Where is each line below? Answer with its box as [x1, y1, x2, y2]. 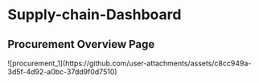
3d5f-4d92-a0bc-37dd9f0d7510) [7, 67, 117, 77]
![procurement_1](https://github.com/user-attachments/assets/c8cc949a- [7, 58, 252, 68]
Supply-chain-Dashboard [7, 6, 182, 24]
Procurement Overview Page [7, 38, 155, 51]
